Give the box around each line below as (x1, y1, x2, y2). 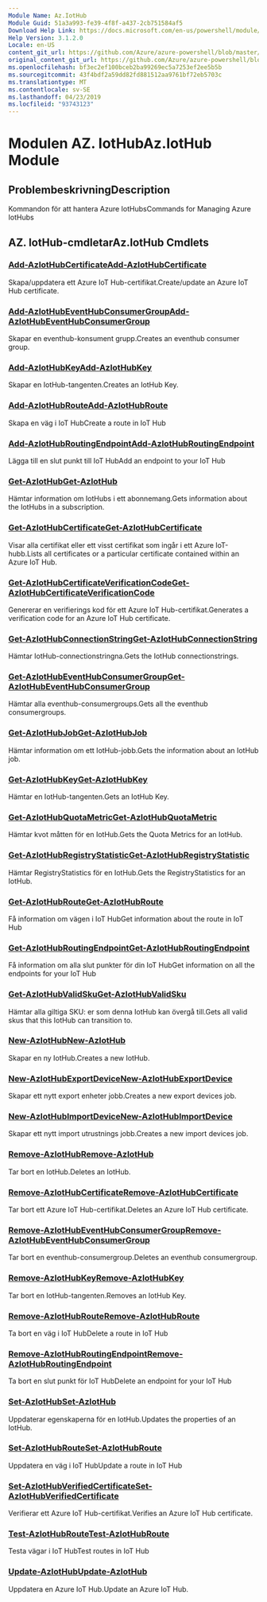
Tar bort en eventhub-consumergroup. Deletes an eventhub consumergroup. (8, 1253, 258, 1263)
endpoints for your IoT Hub (8, 969, 97, 979)
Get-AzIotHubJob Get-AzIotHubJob (8, 727, 148, 739)
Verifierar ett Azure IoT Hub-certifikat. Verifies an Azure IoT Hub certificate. (8, 1508, 253, 1519)
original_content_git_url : (8, 56, 98, 64)
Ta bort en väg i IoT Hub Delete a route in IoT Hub (8, 1329, 168, 1338)
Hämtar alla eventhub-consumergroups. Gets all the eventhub (8, 699, 208, 708)
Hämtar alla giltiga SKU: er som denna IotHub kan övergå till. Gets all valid (8, 1007, 248, 1016)
